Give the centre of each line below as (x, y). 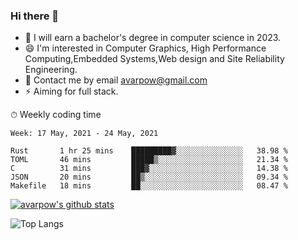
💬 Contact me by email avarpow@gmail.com (116, 80)
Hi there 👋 (35, 16)
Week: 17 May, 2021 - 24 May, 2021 (84, 134)
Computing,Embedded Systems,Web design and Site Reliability (154, 59)
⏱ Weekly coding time (56, 115)
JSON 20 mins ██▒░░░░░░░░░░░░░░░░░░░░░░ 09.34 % (149, 177)
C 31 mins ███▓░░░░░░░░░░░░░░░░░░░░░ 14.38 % (149, 169)
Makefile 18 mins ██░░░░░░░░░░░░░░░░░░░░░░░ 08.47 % (149, 186)
